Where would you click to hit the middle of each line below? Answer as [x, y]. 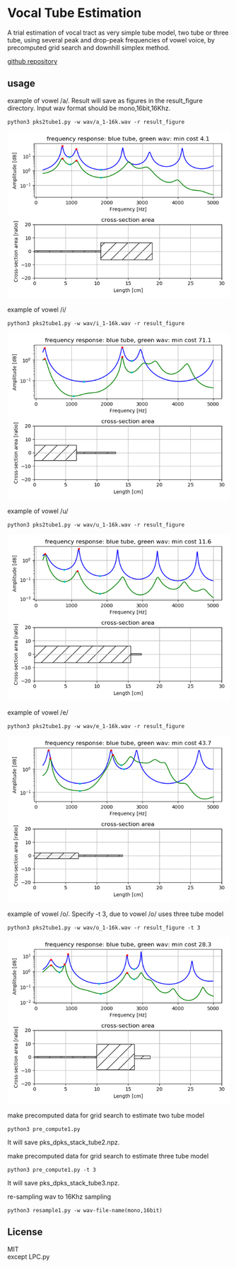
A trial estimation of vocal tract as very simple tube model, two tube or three [118, 33]
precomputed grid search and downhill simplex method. [89, 47]
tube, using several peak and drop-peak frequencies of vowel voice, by [111, 40]
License [25, 1232]
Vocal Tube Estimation [75, 13]
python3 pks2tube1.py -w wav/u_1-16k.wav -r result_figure [96, 524]
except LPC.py [29, 1257]
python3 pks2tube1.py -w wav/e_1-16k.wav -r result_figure [96, 726]
